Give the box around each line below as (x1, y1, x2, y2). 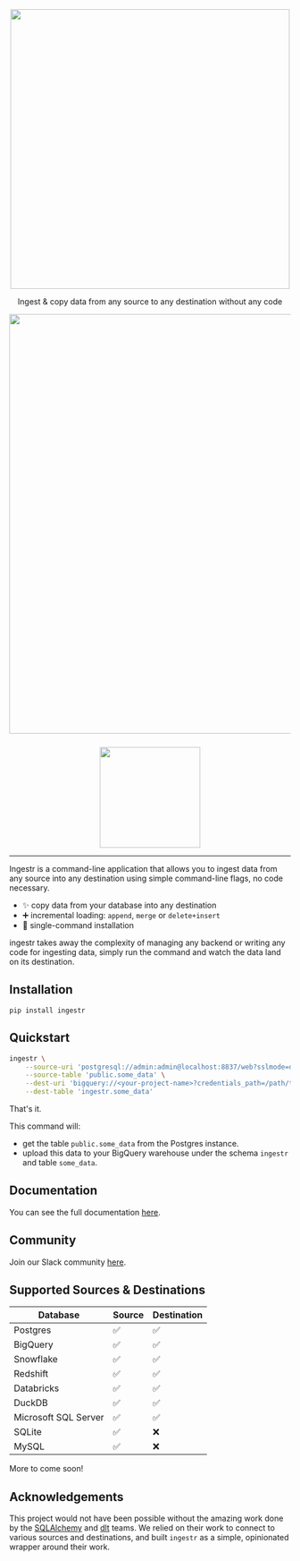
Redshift (13, 1368, 49, 1380)
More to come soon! (9, 1463, 84, 1474)
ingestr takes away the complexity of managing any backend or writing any (9, 937, 286, 948)
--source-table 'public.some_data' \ (25, 1071, 166, 1079)
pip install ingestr (9, 1006, 87, 1015)
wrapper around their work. (9, 1541, 110, 1552)
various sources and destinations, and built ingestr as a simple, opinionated (9, 1532, 289, 1543)
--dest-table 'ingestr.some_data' (25, 1088, 154, 1096)
